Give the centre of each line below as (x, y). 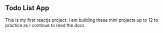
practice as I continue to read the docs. (45, 25)
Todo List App (27, 8)
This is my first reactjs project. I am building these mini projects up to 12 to (82, 20)
